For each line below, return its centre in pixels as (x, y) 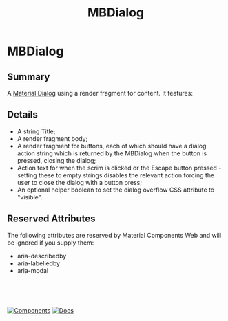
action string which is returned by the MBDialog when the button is (112, 153)
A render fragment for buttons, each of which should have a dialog (112, 146)
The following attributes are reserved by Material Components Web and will (114, 235)
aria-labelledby (39, 263)
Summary (29, 77)
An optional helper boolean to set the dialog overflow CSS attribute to (116, 190)
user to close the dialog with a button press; (80, 182)
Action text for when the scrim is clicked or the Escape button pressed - (119, 168)
